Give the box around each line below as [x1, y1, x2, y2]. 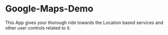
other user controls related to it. [5, 24, 71, 30]
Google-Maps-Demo [5, 3, 93, 14]
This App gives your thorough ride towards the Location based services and [5, 19, 163, 25]
